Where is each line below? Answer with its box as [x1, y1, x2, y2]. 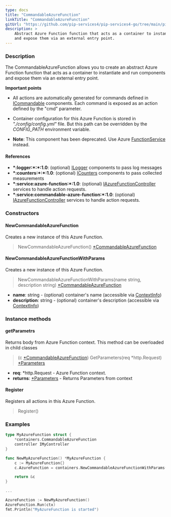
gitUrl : [5, 21, 22, 27]
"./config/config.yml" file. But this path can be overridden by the [12, 121, 148, 127]
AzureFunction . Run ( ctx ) [5, 502, 56, 507]
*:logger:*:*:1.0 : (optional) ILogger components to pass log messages [12, 165, 162, 171]
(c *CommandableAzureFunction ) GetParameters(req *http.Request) [17, 355, 162, 361]
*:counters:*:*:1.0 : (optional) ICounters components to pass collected [12, 170, 162, 176]
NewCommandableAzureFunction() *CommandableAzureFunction [17, 243, 157, 250]
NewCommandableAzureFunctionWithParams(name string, [17, 276, 141, 283]
